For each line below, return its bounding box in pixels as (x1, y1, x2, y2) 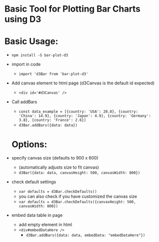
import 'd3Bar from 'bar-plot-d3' (18, 72, 88, 77)
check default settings (11, 179, 57, 185)
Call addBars (11, 99, 37, 105)
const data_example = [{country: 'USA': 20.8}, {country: (18, 109, 138, 114)
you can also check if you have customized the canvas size (18, 194, 137, 199)
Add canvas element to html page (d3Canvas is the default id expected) (11, 80, 155, 86)
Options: (11, 139, 47, 150)
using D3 (4, 14, 42, 25)
